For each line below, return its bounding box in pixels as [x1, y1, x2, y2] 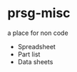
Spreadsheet [17, 42, 56, 51]
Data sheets [17, 57, 53, 66]
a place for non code [7, 29, 69, 37]
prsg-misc [7, 5, 71, 21]
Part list [17, 50, 41, 58]
